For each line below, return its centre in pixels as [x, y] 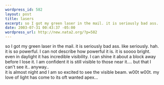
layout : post [18, 14]
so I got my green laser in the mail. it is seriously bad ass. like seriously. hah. [82, 46]
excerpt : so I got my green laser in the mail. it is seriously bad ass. [82, 23]
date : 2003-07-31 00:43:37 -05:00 [40, 28]
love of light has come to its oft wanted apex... [52, 77]
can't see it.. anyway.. [27, 67]
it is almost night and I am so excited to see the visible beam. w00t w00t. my [82, 72]
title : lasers [20, 19]
